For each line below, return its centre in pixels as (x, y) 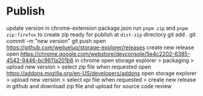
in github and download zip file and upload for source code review (89, 86)
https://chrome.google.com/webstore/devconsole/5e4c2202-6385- (105, 53)
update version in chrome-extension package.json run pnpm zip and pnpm (97, 28)
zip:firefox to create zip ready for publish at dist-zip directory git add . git (101, 34)
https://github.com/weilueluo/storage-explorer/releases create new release (100, 47)
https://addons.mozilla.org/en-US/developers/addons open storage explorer (101, 73)
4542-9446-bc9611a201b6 (40, 60)
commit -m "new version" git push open (56, 41)
